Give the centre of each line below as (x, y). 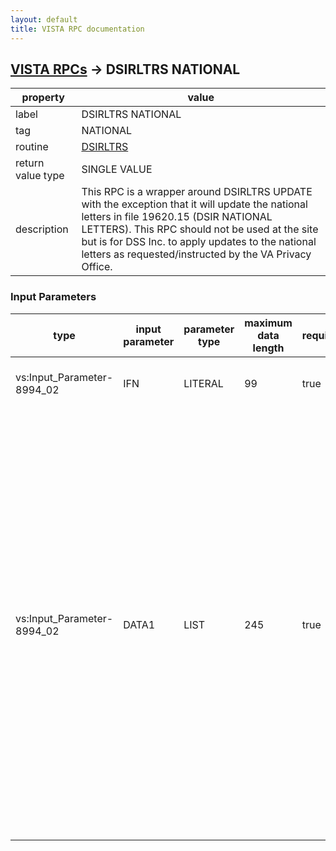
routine (32, 147)
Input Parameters (53, 297)
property (43, 98)
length (268, 348)
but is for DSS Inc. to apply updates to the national (199, 242)
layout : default (44, 19)
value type (40, 176)
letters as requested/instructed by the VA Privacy (196, 254)
